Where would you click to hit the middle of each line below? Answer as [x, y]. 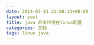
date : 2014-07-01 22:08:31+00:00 [47, 11]
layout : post [22, 17]
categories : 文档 [27, 28]
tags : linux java [27, 33]
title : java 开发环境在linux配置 [44, 22]
